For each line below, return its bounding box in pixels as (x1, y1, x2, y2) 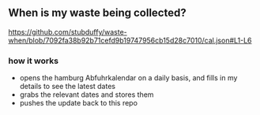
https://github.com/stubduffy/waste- (8, 27, 128, 36)
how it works (8, 55, 59, 66)
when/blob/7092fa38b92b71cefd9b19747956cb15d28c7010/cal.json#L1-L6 (8, 35, 252, 45)
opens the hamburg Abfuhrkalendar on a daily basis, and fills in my (19, 73, 238, 83)
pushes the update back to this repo (19, 98, 138, 108)
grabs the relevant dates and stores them (19, 90, 154, 99)
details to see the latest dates (19, 82, 116, 91)
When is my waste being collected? (8, 6, 187, 20)
